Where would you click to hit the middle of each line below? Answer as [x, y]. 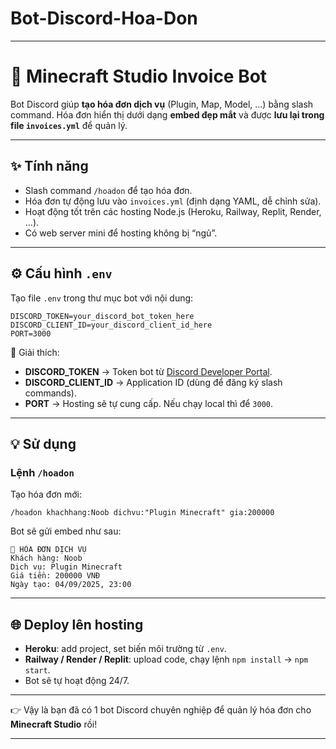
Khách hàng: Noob [46, 558]
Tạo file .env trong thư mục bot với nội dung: [102, 298]
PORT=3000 [31, 333]
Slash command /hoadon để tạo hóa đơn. [108, 190]
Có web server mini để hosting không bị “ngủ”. [121, 233]
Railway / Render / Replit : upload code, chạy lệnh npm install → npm [166, 659]
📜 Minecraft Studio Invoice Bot [139, 76]
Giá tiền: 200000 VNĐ [55, 576]
